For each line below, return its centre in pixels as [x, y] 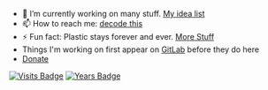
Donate [35, 59]
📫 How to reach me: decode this [82, 23]
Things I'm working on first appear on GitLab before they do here [140, 49]
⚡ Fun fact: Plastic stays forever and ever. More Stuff [118, 37]
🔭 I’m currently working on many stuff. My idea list [113, 14]
